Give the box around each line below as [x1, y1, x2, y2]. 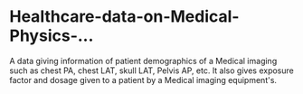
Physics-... [9, 25, 94, 46]
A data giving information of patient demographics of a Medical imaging [9, 55, 278, 66]
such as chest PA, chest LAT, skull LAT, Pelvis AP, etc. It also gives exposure [9, 65, 294, 76]
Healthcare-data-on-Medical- [9, 6, 240, 27]
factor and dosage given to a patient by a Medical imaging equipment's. [9, 74, 278, 85]
